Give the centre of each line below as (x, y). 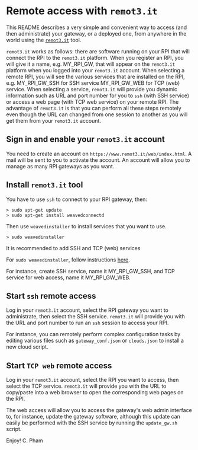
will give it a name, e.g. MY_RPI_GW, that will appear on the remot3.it (91, 64)
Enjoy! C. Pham (25, 441)
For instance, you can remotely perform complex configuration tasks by (93, 334)
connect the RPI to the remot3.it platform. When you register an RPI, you (95, 58)
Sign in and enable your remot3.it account (86, 140)
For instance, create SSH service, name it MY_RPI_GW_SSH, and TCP (91, 271)
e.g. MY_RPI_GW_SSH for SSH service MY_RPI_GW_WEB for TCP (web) (93, 83)
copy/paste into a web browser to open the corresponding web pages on (95, 392)
